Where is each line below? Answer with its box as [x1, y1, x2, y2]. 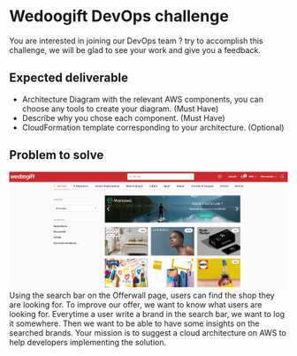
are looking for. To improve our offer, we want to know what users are [9, 299, 263, 310]
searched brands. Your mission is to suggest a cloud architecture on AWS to [9, 327, 287, 337]
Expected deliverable [9, 71, 128, 86]
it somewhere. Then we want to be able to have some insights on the [9, 318, 260, 329]
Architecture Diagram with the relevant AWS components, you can [21, 94, 263, 104]
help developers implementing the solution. [9, 337, 166, 347]
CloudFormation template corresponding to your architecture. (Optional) [21, 122, 285, 133]
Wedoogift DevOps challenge [9, 6, 230, 27]
